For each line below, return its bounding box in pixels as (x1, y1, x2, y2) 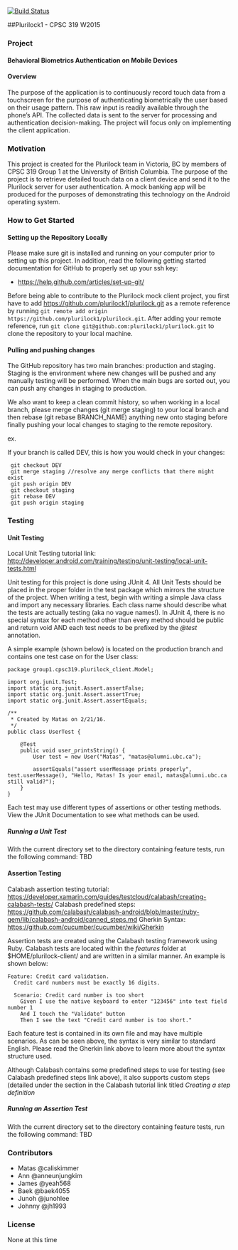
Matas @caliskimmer (17, 1164, 80, 1172)
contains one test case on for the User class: (7, 652, 139, 661)
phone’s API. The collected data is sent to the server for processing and (7, 110, 217, 119)
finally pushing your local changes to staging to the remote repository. (7, 421, 213, 429)
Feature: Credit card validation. (7, 972, 110, 980)
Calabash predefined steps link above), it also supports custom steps (7, 1073, 210, 1081)
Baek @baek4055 (17, 1186, 70, 1195)
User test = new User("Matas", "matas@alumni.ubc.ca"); (33, 753, 202, 761)
